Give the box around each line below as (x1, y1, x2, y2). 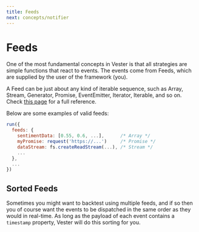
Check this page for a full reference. (6, 98, 97, 105)
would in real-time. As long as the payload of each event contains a (6, 213, 175, 220)
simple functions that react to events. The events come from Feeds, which (6, 67, 192, 75)
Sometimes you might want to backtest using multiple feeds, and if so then (6, 199, 193, 207)
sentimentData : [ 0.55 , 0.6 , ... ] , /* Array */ (17, 133, 150, 139)
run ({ (6, 122, 20, 128)
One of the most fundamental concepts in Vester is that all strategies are (6, 61, 187, 68)
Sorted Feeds (6, 183, 58, 194)
